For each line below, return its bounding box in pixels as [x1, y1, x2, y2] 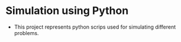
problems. [14, 29, 39, 36]
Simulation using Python [5, 4, 129, 17]
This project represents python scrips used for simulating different [14, 23, 176, 30]
